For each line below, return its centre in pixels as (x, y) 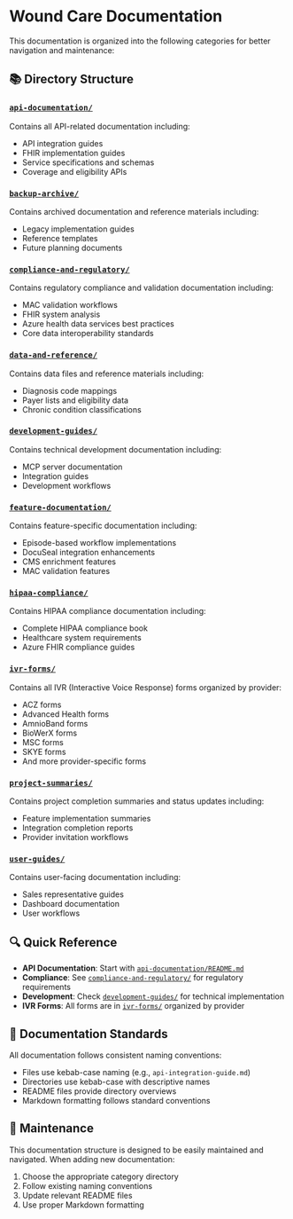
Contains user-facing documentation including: (95, 877)
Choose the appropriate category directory (100, 1176)
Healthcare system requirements (81, 638)
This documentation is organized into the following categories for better (140, 41)
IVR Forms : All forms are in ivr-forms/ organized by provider (133, 1006)
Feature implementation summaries (86, 818)
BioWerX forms (50, 733)
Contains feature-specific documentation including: (103, 526)
